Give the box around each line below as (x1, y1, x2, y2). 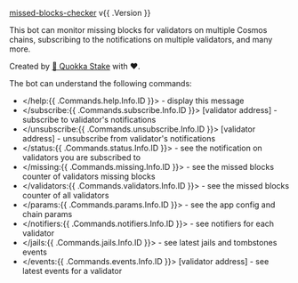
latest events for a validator (21, 266, 123, 276)
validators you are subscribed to (21, 152, 141, 163)
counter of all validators (21, 190, 109, 200)
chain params (21, 209, 73, 219)
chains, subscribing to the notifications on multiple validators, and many (9, 35, 273, 44)
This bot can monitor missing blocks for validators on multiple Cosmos (9, 25, 268, 35)
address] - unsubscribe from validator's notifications (21, 133, 216, 143)
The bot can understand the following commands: (9, 78, 193, 88)
